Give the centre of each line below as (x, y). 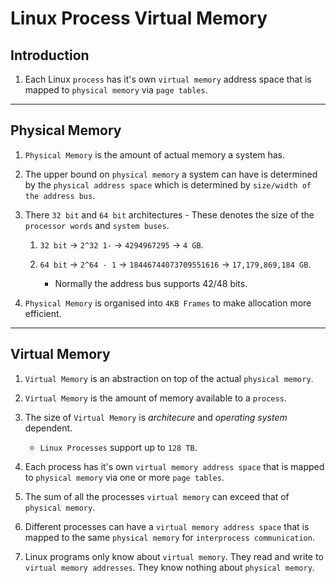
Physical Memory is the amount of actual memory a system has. (155, 154)
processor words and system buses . (97, 225)
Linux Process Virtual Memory (139, 18)
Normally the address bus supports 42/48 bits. (151, 283)
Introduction (50, 55)
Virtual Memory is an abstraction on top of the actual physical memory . (169, 378)
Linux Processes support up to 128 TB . (118, 447)
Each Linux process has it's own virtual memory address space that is (168, 79)
